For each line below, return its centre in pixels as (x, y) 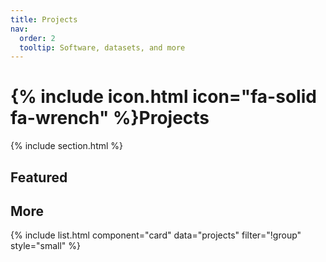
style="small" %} (45, 246)
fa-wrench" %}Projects (110, 118)
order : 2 (37, 38)
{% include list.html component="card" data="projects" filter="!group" (156, 235)
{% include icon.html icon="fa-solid (163, 97)
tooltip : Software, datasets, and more (102, 47)
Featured (39, 177)
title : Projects (44, 19)
